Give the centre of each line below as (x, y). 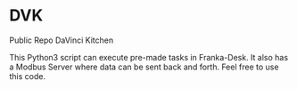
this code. (28, 76)
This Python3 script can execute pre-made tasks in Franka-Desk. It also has (148, 57)
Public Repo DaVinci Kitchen (62, 40)
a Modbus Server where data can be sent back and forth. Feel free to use (144, 67)
